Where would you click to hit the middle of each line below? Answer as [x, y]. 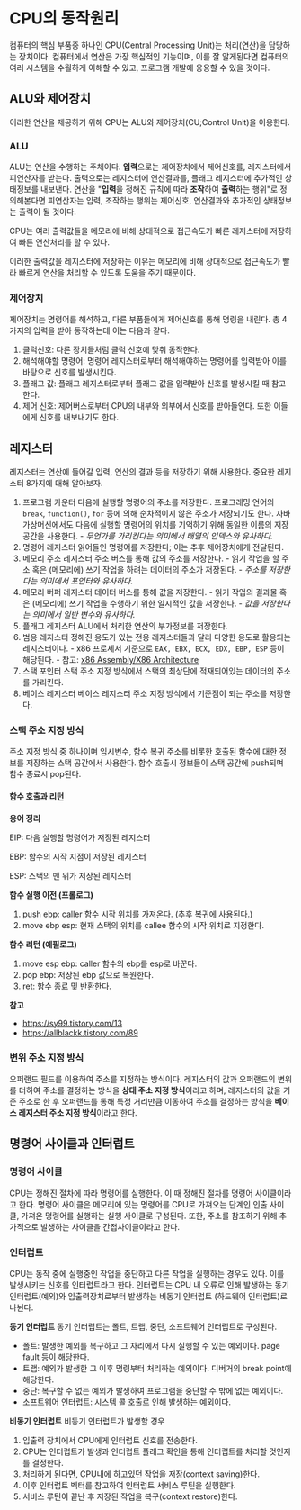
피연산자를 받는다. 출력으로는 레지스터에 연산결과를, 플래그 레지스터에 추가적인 [146, 178]
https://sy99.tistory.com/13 [72, 1023]
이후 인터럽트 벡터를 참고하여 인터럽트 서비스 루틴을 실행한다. [129, 1485]
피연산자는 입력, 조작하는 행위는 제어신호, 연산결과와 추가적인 [155, 201]
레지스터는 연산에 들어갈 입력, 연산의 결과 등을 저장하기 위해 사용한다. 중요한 [142, 472]
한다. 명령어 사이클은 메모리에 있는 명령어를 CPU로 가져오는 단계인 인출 [143, 1204]
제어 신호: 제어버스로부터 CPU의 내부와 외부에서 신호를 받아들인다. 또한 [147, 406]
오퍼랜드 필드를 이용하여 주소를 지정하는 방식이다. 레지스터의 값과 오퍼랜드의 [142, 1079]
